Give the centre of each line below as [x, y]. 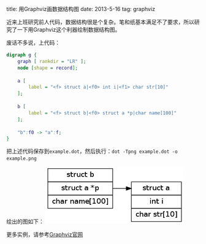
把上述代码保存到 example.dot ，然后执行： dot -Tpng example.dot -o [92, 151]
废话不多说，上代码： [33, 43]
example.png [21, 159]
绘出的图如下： [25, 221]
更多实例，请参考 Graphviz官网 [45, 235]
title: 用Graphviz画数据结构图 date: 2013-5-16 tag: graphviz [81, 9]
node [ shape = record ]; [48, 68]
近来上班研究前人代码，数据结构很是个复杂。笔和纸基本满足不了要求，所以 [100, 22]
